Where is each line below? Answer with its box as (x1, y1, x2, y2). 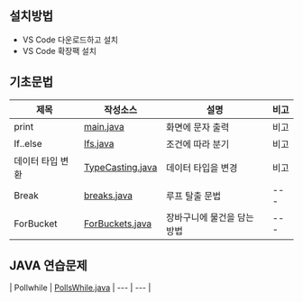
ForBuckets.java (84, 217, 152, 230)
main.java (84, 120, 124, 133)
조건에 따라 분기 (166, 138, 230, 151)
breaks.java (84, 188, 133, 201)
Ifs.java (84, 137, 115, 150)
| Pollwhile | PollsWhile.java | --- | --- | (9, 282, 151, 293)
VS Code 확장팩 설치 (22, 45, 97, 56)
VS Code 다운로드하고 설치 (22, 34, 119, 45)
